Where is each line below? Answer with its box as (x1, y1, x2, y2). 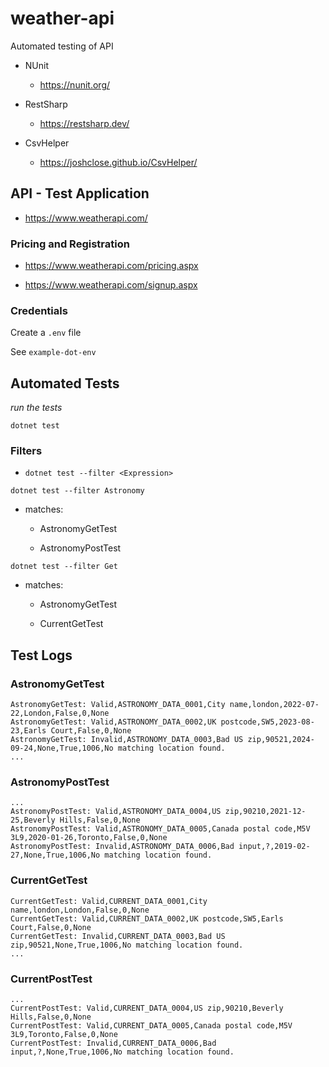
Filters (10, 444, 43, 458)
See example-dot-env (10, 346, 97, 358)
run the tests (10, 402, 63, 414)
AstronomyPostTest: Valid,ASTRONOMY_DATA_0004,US (10, 807, 222, 817)
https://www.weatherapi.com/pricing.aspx (24, 260, 199, 272)
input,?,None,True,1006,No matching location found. (10, 1047, 235, 1057)
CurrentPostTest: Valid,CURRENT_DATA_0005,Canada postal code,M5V (10, 1021, 293, 1031)
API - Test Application (10, 185, 150, 202)
